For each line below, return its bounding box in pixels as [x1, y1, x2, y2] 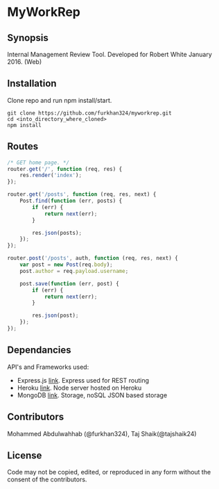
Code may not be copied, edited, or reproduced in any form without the [7, 468, 211, 476]
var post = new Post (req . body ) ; [19, 261, 113, 268]
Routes [7, 140, 39, 153]
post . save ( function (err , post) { [19, 280, 119, 287]
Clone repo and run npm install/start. [7, 96, 112, 104]
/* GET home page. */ [7, 159, 70, 166]
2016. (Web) [7, 58, 42, 66]
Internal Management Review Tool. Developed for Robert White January [7, 50, 213, 58]
